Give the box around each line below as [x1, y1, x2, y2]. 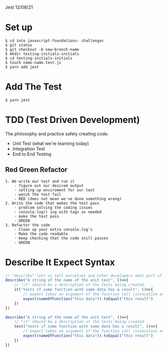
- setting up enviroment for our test [14, 187, 95, 192]
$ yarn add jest [5, 64, 39, 69]
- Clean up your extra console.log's [14, 227, 93, 232]
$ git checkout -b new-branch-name [5, 47, 79, 52]
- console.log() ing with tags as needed [14, 209, 101, 214]
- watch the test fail [14, 192, 61, 197]
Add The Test [5, 81, 62, 92]
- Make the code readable [14, 231, 68, 236]
